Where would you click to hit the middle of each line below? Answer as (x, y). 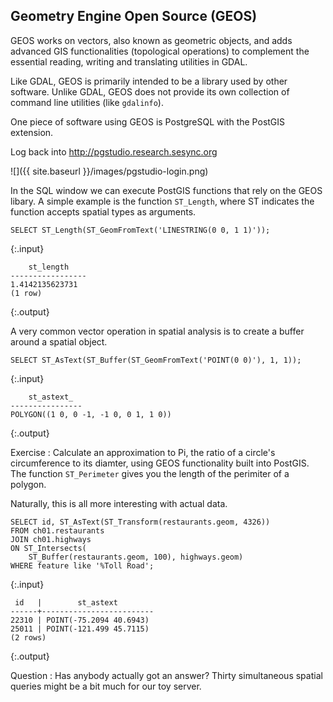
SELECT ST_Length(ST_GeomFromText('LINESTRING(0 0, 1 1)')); (140, 230)
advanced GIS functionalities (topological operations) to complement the (160, 51)
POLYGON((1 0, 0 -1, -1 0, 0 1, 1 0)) (91, 414)
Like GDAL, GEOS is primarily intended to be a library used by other (149, 81)
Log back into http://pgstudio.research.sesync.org (114, 151)
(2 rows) (28, 637)
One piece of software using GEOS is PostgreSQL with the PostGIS (148, 121)
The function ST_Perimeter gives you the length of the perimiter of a (150, 473)
